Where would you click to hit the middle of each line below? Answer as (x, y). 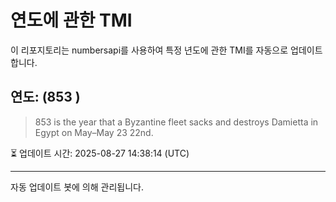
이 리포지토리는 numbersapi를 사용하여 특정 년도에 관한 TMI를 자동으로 (149, 50)
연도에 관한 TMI (71, 20)
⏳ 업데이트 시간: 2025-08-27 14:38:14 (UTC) (100, 153)
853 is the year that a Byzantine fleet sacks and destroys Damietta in (176, 122)
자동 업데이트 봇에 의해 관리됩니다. (77, 187)
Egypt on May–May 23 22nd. (94, 132)
